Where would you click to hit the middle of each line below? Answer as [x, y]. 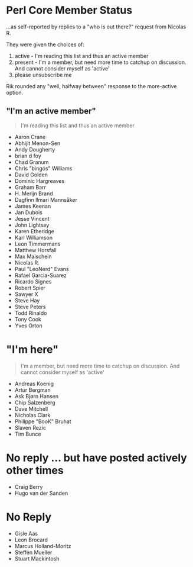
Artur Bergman [33, 390]
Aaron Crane [30, 137]
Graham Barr [30, 187]
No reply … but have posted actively [97, 458]
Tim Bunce [28, 434]
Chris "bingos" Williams [43, 168]
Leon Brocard [31, 540]
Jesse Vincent [32, 218]
